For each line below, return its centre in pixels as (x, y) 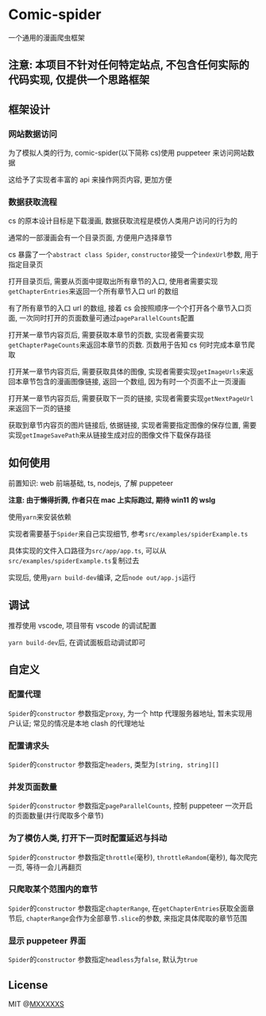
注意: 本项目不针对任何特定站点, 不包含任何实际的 (129, 65)
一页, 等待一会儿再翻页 (45, 867)
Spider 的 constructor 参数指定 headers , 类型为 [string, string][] (114, 764)
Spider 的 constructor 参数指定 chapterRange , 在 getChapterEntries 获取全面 (128, 908)
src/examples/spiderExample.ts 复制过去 (74, 560)
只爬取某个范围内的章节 (53, 889)
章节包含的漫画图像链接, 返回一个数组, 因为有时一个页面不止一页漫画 (134, 382)
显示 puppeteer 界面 (47, 941)
